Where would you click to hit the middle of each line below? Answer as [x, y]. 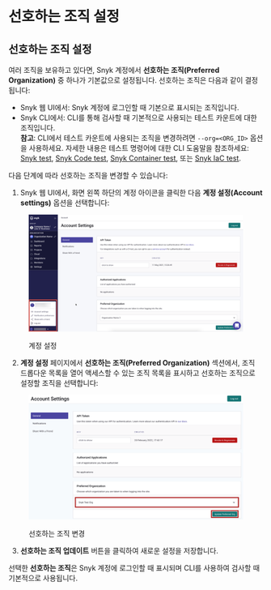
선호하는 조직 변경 [57, 533]
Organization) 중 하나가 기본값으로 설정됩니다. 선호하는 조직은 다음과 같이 [126, 80]
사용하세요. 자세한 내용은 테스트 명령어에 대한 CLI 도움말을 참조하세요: [139, 148]
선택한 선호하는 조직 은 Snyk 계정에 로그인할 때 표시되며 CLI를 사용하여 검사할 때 [134, 567]
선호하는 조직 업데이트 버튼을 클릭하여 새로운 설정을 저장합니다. [119, 550]
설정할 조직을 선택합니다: [59, 383]
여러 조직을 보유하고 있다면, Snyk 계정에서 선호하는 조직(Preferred [114, 70]
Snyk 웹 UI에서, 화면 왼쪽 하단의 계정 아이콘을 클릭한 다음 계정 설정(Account [141, 192]
